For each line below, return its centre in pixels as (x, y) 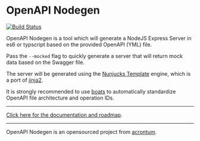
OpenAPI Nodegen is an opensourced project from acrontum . (82, 132)
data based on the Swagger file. (46, 62)
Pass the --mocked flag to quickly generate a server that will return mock (95, 56)
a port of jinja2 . (25, 80)
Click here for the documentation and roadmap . (64, 115)
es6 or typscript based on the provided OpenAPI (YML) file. (79, 44)
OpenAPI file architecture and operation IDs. (60, 98)
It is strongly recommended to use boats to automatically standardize (91, 91)
